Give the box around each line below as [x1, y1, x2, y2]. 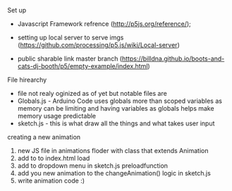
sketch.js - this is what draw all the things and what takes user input [17, 119, 215, 128]
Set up [7, 6, 27, 14]
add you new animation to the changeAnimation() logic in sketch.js [17, 169, 212, 177]
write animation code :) [17, 176, 85, 185]
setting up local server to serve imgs [17, 33, 124, 42]
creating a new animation [7, 133, 81, 141]
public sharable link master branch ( [17, 54, 122, 63]
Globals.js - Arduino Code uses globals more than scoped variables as [17, 97, 222, 105]
